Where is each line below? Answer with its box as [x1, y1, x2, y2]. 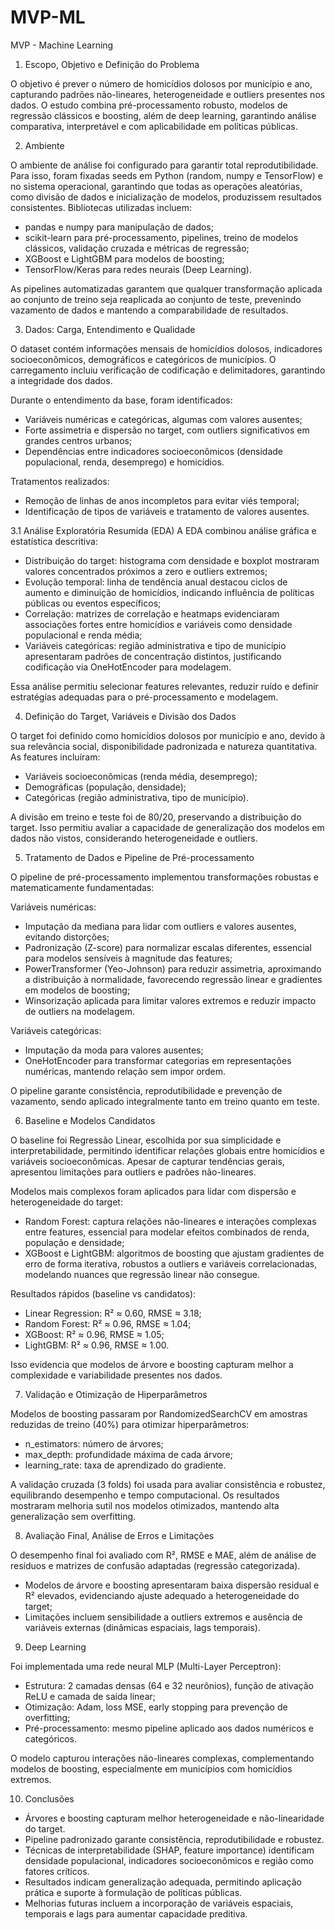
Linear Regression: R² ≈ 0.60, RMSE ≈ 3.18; [24, 1307, 202, 1319]
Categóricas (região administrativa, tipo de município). [24, 791, 250, 803]
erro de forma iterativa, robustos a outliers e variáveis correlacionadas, [24, 1257, 318, 1270]
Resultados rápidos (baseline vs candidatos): [10, 1287, 197, 1300]
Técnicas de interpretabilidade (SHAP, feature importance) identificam [24, 1844, 315, 1856]
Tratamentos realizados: [10, 475, 110, 487]
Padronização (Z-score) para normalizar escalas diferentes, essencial [24, 941, 312, 953]
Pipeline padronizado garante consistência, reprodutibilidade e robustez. [24, 1833, 325, 1845]
